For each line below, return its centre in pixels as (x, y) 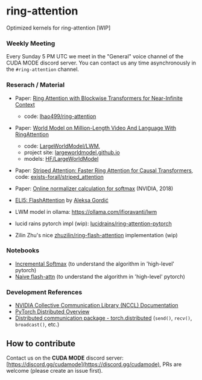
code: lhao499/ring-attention (60, 116)
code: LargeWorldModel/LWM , (62, 146)
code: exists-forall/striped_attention (59, 176)
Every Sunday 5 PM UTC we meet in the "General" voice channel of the (95, 57)
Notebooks (23, 251)
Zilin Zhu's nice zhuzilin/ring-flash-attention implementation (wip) (96, 235)
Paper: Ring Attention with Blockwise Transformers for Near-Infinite (99, 98)
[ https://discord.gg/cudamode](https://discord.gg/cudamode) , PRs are (94, 364)
